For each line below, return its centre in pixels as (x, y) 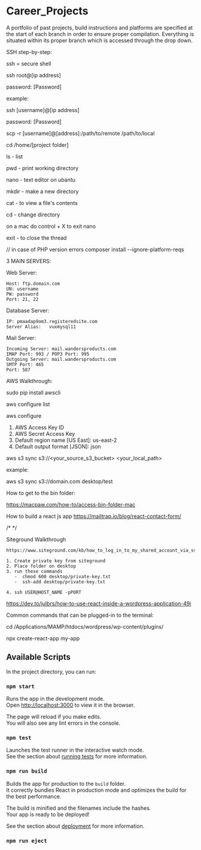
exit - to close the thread (36, 237)
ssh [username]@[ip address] (43, 110)
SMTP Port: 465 (25, 364)
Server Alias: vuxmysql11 (41, 327)
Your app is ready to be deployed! (48, 814)
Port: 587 (19, 370)
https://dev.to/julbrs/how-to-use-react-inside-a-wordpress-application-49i (99, 603)
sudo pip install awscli (33, 392)
